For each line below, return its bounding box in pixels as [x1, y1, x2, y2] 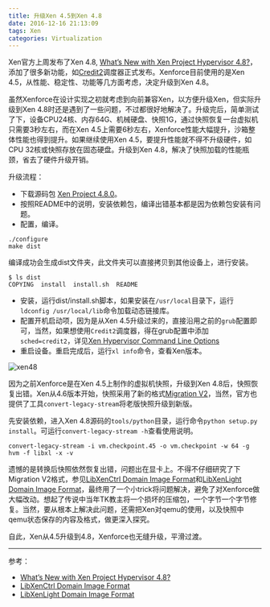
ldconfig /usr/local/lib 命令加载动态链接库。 [19, 306, 174, 316]
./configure [8, 235, 48, 244]
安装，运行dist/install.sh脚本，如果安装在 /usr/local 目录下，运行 [19, 295, 235, 306]
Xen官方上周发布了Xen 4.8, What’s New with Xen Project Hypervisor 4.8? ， [8, 57, 257, 67]
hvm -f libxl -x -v [8, 449, 74, 457]
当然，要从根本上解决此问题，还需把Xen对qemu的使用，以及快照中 [22, 505, 244, 514]
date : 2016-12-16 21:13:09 [8, 19, 99, 27]
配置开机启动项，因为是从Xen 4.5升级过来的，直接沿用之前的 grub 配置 [19, 316, 251, 326]
